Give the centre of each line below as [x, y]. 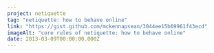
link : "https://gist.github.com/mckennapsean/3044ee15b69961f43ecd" [107, 26]
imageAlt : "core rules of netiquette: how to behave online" [97, 33]
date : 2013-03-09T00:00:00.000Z [53, 39]
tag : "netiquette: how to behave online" [67, 20]
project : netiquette [37, 13]
